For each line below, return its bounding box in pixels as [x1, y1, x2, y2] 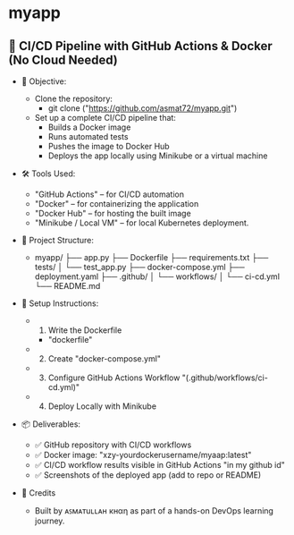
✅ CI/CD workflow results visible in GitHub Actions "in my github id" [34, 460, 285, 470]
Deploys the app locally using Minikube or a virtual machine [47, 150, 268, 161]
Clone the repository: [34, 93, 113, 104]
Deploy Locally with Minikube [47, 401, 157, 412]
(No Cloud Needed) [8, 52, 118, 67]
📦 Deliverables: [21, 419, 81, 429]
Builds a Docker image [47, 122, 131, 132]
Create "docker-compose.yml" [47, 353, 162, 364]
